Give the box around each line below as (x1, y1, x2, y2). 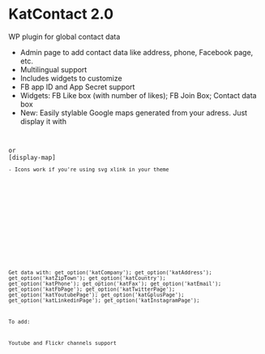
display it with (19, 116, 67, 126)
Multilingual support (19, 64, 88, 74)
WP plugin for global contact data (8, 32, 121, 41)
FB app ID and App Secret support (19, 82, 135, 92)
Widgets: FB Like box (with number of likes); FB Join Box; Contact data (19, 90, 257, 100)
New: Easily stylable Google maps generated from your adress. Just (19, 107, 248, 118)
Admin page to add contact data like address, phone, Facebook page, (19, 47, 254, 57)
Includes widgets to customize (19, 73, 123, 83)
